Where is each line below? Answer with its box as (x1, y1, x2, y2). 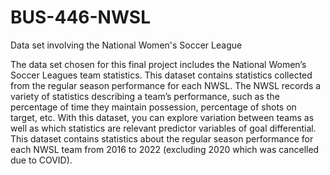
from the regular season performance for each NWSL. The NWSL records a (10, 79, 322, 91)
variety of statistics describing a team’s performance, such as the (10, 90, 280, 102)
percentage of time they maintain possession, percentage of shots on (10, 101, 297, 113)
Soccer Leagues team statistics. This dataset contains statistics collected (10, 69, 313, 81)
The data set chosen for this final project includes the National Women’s (10, 58, 307, 70)
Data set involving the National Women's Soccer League (10, 39, 243, 51)
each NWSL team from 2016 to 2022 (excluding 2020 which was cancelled (10, 143, 320, 155)
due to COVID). (10, 154, 73, 166)
